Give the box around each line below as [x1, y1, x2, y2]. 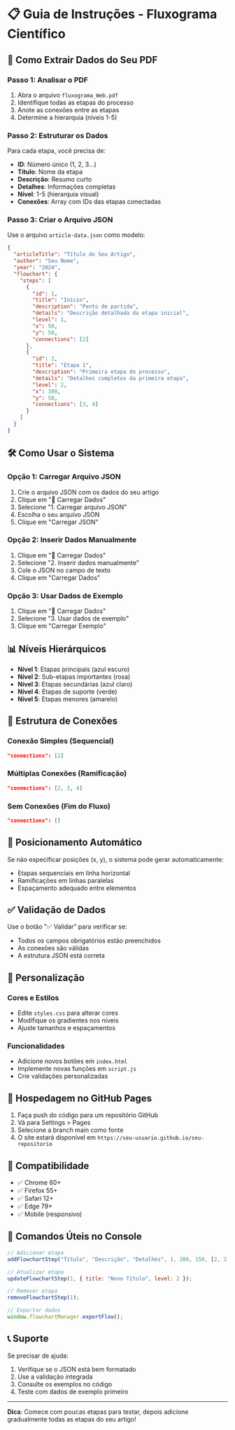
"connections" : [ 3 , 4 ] [32, 401, 99, 408]
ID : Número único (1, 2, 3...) [17, 160, 97, 169]
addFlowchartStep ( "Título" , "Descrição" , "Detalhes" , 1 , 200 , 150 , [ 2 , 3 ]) [7, 1255, 233, 1263]
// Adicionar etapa [7, 1249, 64, 1256]
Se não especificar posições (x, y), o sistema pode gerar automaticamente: [7, 855, 224, 863]
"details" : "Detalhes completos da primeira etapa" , [32, 375, 190, 382]
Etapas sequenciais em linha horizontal [17, 868, 131, 877]
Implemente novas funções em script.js [17, 1065, 136, 1073]
